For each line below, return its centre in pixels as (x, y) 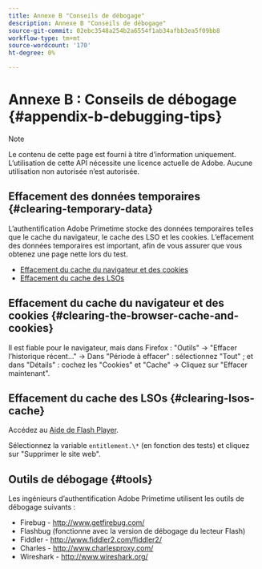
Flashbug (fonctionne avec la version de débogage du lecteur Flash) (133, 531)
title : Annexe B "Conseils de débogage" (77, 16)
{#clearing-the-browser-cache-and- (145, 316)
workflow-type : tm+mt (44, 38)
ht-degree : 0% (32, 53)
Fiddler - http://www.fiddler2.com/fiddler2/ (91, 540)
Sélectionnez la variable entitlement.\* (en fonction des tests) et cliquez (129, 446)
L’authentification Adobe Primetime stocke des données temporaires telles (131, 228)
